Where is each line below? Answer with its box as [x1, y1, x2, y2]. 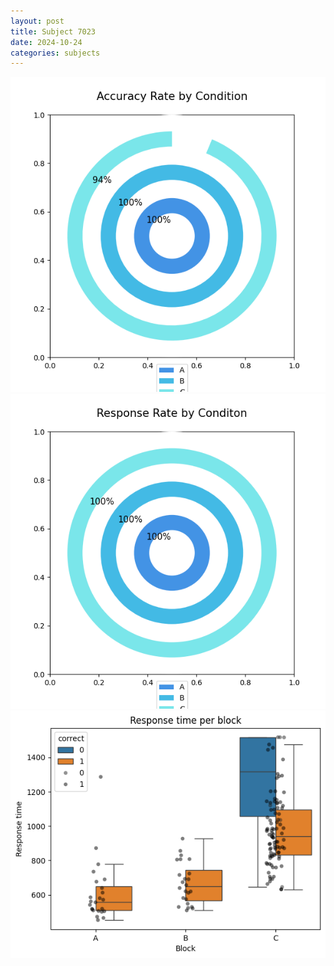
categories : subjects [10, 48, 101, 58]
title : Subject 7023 [10, 26, 97, 37]
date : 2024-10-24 [10, 37, 83, 47]
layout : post [10, 16, 65, 26]
